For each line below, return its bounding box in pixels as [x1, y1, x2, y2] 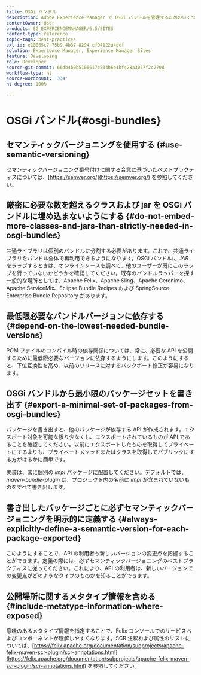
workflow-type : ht [6, 70, 52, 76]
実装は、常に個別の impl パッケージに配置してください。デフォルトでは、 [6, 469, 187, 476]
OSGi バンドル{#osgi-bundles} [6, 114, 162, 127]
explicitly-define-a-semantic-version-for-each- [6, 524, 190, 534]
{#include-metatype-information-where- [6, 601, 163, 611]
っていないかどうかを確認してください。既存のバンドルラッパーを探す [22, 269, 195, 276]
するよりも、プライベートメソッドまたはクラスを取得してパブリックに [17, 448, 190, 455]
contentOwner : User [6, 20, 55, 26]
